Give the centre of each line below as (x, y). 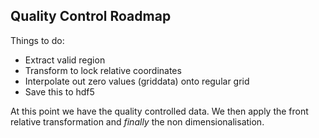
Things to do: (37, 40)
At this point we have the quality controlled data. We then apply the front (159, 111)
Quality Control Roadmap (91, 16)
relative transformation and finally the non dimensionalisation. (137, 121)
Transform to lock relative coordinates (103, 70)
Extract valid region (65, 60)
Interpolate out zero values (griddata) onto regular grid (137, 81)
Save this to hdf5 (59, 91)
